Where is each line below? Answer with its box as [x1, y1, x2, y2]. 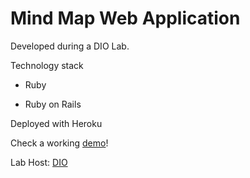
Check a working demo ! [10, 137, 109, 149]
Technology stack [10, 59, 84, 71]
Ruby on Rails [24, 98, 82, 110]
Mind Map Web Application [10, 7, 241, 30]
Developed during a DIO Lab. [10, 40, 130, 52]
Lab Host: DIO [10, 156, 68, 168]
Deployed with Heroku [10, 117, 103, 129]
